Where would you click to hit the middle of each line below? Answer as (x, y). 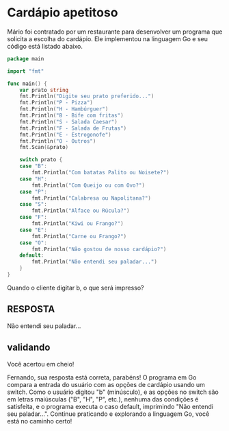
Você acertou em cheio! (41, 364)
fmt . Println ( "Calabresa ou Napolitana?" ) (92, 198)
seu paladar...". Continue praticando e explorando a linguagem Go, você (108, 414)
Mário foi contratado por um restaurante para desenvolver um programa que (115, 32)
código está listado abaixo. (45, 46)
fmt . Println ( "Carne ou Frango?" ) (79, 236)
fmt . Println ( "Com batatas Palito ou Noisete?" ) (100, 173)
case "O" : (33, 243)
